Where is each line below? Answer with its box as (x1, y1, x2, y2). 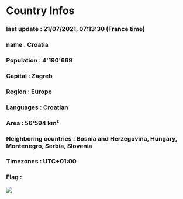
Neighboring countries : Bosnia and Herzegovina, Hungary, (6, 134, 178, 142)
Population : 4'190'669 (6, 56, 73, 64)
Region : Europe (6, 88, 52, 96)
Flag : (6, 173, 22, 181)
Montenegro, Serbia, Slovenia (6, 142, 92, 150)
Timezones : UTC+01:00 (6, 158, 77, 166)
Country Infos (6, 4, 75, 18)
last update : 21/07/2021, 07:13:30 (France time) (6, 25, 145, 33)
